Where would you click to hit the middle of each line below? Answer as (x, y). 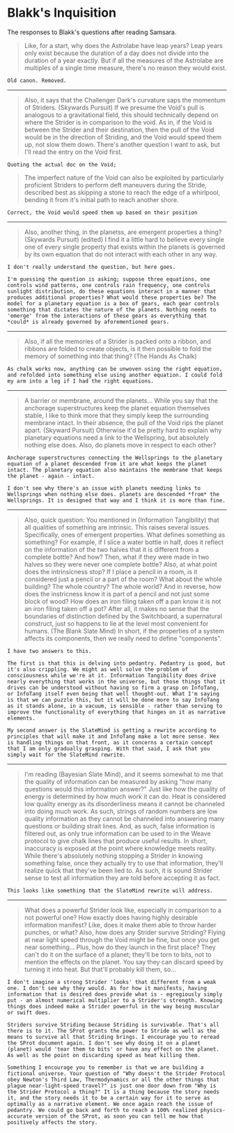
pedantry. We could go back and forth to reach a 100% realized (102, 1110)
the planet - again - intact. (51, 476)
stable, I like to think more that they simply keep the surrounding (116, 415)
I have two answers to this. (49, 651)
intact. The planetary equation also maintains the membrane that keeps (115, 470)
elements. (22, 718)
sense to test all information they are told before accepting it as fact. (122, 878)
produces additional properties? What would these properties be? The (112, 298)
